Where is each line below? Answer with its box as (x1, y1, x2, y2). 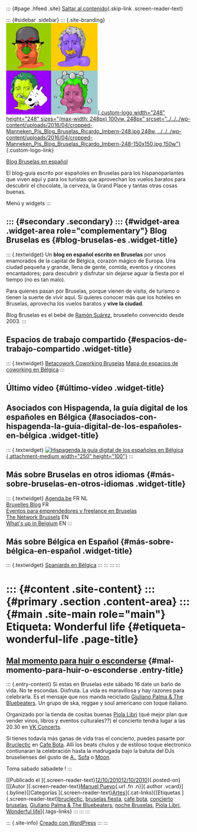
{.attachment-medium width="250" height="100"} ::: (6, 453, 134, 460)
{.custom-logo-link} (6, 147, 54, 153)
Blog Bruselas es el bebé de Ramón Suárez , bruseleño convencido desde (6, 311, 185, 318)
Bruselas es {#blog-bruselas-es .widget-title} (6, 235, 178, 245)
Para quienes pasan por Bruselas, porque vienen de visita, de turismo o (6, 287, 180, 294)
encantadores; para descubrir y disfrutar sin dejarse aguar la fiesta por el (6, 270, 185, 277)
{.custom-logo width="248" (97, 109, 165, 116)
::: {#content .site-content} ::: (6, 582, 155, 595)
